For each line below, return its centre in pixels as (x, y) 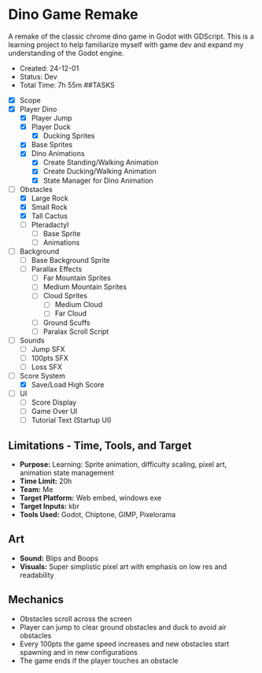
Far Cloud (71, 313)
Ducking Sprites (69, 136)
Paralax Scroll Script (76, 331)
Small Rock (50, 207)
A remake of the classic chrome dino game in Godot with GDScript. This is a (131, 36)
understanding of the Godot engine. (66, 53)
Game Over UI (54, 412)
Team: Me (36, 490)
